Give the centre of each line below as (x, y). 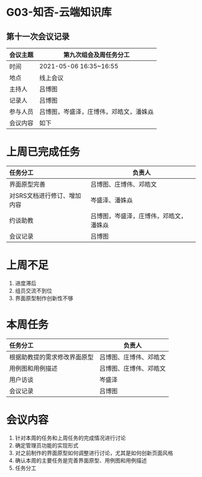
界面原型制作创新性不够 (44, 298)
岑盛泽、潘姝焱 (112, 200)
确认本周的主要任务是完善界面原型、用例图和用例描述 (81, 460)
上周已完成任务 (43, 152)
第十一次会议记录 (38, 36)
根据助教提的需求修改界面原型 (52, 357)
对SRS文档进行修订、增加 (45, 195)
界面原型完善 (28, 184)
